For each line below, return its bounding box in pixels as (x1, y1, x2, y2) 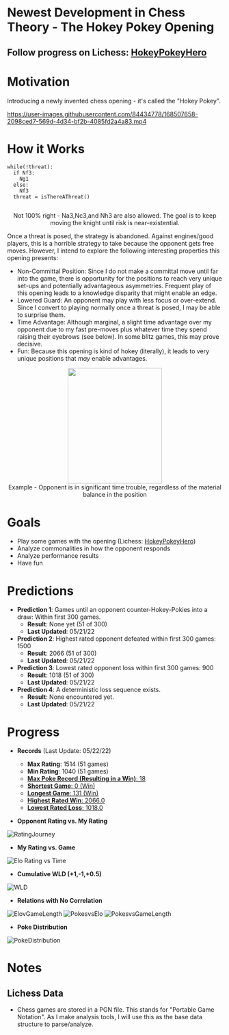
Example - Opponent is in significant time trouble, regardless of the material (8, 483, 222, 491)
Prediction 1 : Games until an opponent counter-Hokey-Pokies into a (16, 606, 208, 614)
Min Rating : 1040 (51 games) (27, 767, 109, 776)
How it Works (7, 141, 85, 157)
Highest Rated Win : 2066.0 (27, 796, 105, 805)
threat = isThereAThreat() (13, 194, 90, 201)
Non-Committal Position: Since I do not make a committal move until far (16, 267, 219, 275)
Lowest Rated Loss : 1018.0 (27, 804, 104, 812)
